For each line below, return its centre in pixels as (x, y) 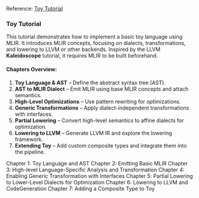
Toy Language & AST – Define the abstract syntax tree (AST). (90, 82)
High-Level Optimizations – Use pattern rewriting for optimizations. (98, 101)
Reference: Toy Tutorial (35, 9)
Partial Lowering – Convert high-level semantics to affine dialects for (99, 120)
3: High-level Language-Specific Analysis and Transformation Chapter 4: (95, 170)
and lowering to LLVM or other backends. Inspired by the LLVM (83, 49)
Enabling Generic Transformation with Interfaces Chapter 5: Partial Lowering (99, 176)
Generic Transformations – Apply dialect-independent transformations (102, 108)
